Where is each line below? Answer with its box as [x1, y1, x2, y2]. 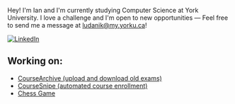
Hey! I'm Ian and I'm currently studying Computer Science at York [7, 6, 199, 14]
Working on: [7, 55, 63, 67]
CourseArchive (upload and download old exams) [17, 74, 163, 82]
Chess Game [17, 88, 55, 98]
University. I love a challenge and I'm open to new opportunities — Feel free [7, 13, 229, 22]
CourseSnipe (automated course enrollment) [17, 81, 148, 90]
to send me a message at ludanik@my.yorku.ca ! [7, 21, 147, 29]
